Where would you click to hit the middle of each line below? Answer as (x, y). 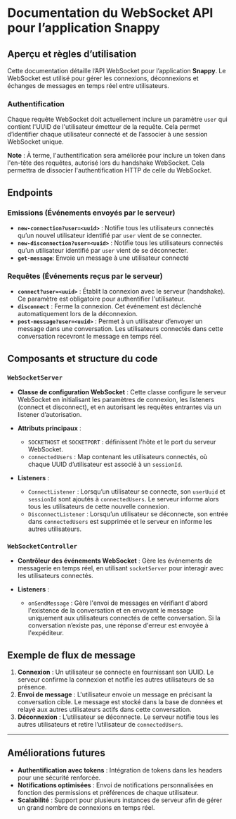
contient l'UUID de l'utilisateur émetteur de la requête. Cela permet (104, 127)
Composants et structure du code (83, 358)
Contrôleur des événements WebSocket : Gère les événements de (115, 561)
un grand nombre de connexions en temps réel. (86, 807)
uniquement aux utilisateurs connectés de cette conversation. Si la (124, 618)
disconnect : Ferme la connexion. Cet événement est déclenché (109, 306)
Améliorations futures (56, 753)
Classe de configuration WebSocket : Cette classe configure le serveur (122, 392)
